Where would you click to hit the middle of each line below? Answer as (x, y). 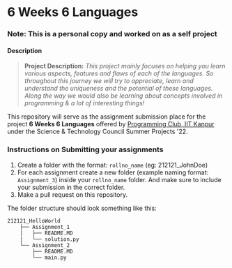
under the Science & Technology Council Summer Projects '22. (98, 132)
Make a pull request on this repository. (72, 194)
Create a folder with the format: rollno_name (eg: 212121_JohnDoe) (112, 165)
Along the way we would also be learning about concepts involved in (123, 96)
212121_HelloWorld (34, 221)
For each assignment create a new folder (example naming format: (113, 172)
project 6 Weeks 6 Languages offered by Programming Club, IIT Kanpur (111, 124)
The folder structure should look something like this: (82, 208)
